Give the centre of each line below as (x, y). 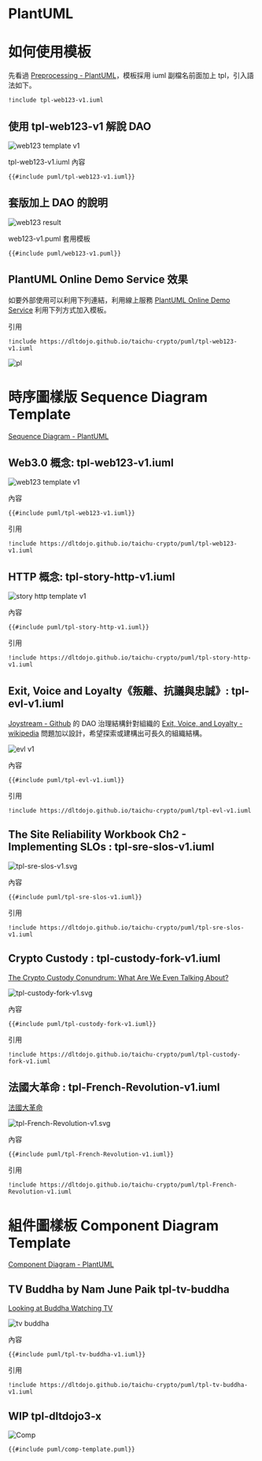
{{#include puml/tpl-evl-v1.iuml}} (66, 780)
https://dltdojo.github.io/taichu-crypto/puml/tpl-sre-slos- (142, 928)
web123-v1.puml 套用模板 (49, 238)
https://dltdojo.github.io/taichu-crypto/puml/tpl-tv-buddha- (144, 1385)
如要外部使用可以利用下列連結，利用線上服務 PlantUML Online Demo (119, 300)
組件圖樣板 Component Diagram (113, 1225)
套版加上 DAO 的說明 (58, 203)
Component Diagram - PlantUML (61, 1264)
